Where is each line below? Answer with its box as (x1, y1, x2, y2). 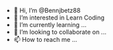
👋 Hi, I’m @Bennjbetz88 (13, 7, 81, 14)
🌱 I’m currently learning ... (13, 21, 87, 28)
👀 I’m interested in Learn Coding (13, 14, 105, 22)
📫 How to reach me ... (13, 36, 77, 43)
